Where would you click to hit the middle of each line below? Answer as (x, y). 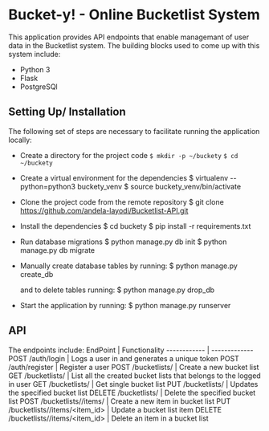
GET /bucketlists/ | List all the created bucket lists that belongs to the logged (134, 376)
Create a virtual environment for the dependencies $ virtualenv (124, 177)
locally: (20, 140)
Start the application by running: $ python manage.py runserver (125, 305)
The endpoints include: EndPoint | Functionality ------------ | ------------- (131, 350)
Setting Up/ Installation (67, 112)
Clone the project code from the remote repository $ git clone (122, 201)
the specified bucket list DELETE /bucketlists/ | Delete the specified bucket (132, 392)
